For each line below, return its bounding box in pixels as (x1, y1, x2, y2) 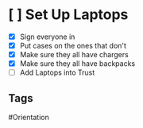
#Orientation (8, 113, 49, 122)
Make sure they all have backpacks (19, 59, 136, 68)
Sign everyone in (19, 32, 75, 41)
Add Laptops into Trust (19, 68, 95, 77)
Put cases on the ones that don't (19, 41, 127, 50)
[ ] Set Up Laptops (8, 6, 129, 24)
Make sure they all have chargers (19, 50, 129, 60)
